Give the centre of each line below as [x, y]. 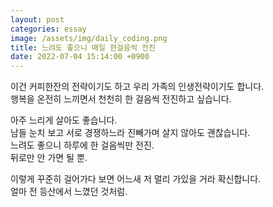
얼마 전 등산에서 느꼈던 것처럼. [69, 192]
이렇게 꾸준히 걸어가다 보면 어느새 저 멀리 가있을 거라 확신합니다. [136, 179]
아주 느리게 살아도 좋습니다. [64, 120]
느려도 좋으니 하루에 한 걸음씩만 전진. [82, 145]
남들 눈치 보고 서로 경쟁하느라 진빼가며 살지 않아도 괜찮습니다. [130, 133]
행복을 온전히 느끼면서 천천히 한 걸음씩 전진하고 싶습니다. [121, 99]
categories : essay [48, 29]
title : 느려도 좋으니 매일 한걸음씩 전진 [83, 47]
